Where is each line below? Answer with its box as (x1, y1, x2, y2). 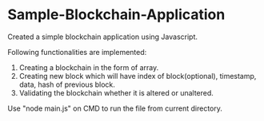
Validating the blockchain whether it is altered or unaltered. (18, 88, 214, 97)
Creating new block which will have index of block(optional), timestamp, (18, 71, 257, 80)
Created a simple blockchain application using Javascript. (7, 32, 198, 41)
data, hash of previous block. (18, 80, 115, 89)
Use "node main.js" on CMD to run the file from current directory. (7, 103, 223, 113)
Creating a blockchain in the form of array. (18, 62, 159, 72)
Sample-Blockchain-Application (7, 6, 226, 24)
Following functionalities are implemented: (7, 47, 147, 57)
